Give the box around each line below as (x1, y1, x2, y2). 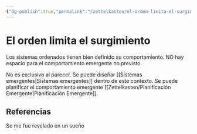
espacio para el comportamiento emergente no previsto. (6, 59, 142, 66)
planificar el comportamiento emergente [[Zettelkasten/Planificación (6, 83, 171, 91)
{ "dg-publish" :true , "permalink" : (6, 8, 88, 15)
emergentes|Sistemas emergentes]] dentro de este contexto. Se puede (6, 77, 178, 84)
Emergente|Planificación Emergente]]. (6, 89, 98, 97)
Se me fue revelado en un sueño (6, 122, 85, 129)
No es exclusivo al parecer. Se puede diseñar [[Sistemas (6, 71, 142, 78)
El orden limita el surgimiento (6, 33, 151, 47)
